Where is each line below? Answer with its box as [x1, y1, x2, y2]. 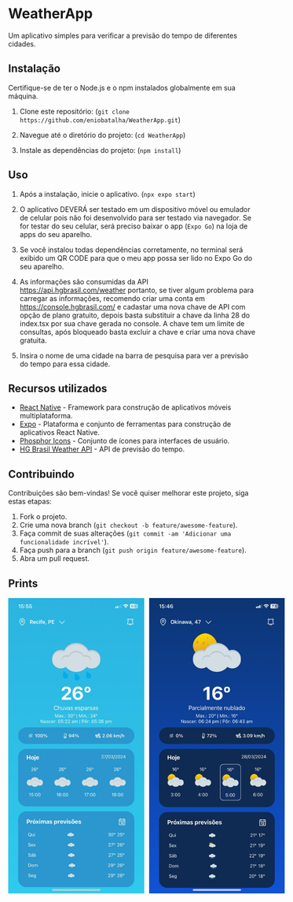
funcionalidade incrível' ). [19, 537, 109, 547]
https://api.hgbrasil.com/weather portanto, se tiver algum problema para [19, 285, 254, 295]
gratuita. [19, 336, 47, 345]
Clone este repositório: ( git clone [19, 106, 130, 116]
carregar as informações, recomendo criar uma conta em [19, 293, 206, 303]
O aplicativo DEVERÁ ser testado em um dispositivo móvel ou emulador [19, 204, 251, 213]
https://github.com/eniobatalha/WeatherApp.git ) [19, 115, 181, 124]
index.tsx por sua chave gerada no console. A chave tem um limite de [19, 318, 245, 328]
